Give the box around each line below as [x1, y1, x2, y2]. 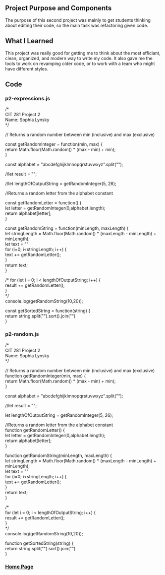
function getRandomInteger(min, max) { [5, 373, 86, 379]
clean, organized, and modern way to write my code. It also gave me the [5, 55, 153, 61]
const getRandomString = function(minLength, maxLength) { [5, 225, 129, 231]
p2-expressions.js [5, 95, 51, 102]
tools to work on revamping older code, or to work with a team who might [5, 61, 155, 66]
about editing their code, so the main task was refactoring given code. [5, 22, 149, 28]
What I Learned [5, 37, 54, 45]
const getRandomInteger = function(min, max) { [5, 141, 103, 147]
